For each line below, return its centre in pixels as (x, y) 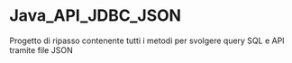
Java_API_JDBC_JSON (96, 16)
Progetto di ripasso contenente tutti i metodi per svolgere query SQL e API (147, 40)
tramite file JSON (41, 49)
